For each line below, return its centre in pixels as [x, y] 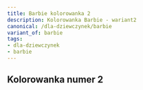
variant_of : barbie [35, 33]
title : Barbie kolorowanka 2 [49, 13]
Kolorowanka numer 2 [55, 80]
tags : [15, 39]
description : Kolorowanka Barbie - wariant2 [72, 20]
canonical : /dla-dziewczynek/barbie [59, 26]
